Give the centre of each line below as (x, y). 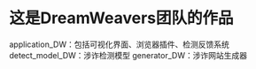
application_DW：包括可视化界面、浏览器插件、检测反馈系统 (120, 44)
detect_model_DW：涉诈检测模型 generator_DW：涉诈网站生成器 (128, 55)
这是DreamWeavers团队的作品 (121, 18)
